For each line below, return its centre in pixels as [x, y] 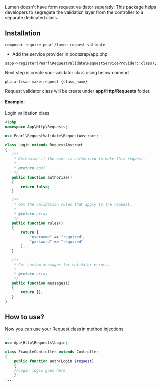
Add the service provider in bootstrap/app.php [60, 54]
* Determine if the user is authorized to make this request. [80, 159]
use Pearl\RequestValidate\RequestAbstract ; [52, 136]
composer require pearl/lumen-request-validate [55, 45]
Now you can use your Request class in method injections [64, 329]
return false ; [35, 187]
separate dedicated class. [32, 18]
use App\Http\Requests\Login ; [37, 343]
